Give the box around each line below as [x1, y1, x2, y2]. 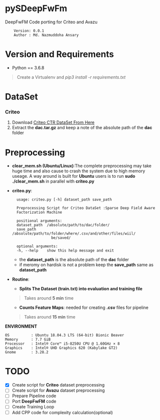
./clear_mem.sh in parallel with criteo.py [12, 178, 95, 185]
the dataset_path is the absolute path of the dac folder [19, 257, 129, 263]
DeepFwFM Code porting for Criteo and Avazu [5, 19, 98, 25]
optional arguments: [16, 244, 58, 249]
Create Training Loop [12, 404, 55, 410]
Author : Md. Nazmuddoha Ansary [14, 33, 79, 37]
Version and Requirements [5, 49, 114, 60]
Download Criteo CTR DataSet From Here [12, 119, 95, 125]
